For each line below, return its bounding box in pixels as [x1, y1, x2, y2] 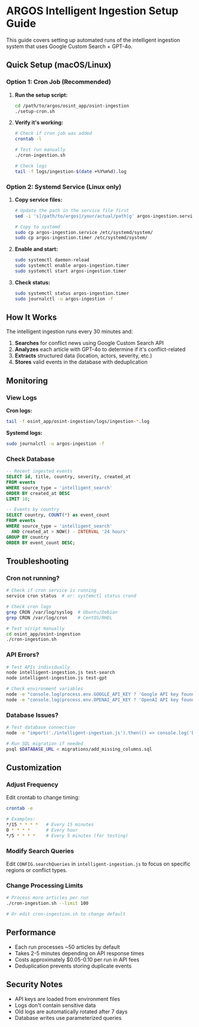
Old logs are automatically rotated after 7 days [14, 1008, 128, 1015]
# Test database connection [6, 725, 76, 731]
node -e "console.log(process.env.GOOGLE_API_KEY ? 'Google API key [6, 691, 179, 697]
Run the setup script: [14, 91, 68, 99]
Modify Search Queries [6, 846, 75, 855]
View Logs [6, 393, 37, 402]
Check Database [6, 454, 55, 463]
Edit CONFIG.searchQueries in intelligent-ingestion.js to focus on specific [6, 860, 191, 867]
